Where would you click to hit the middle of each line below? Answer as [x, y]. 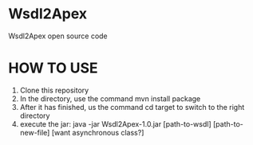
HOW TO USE [53, 68]
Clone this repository [54, 90]
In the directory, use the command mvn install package [110, 98]
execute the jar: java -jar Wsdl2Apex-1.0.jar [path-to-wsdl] [115, 123]
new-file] [35, 132]
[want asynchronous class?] [98, 132]
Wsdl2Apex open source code [58, 36]
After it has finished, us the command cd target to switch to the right [132, 107]
